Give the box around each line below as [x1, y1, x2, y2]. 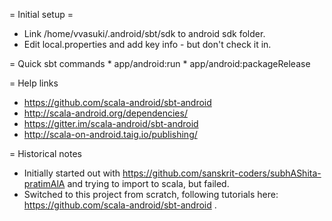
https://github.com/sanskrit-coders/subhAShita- [122, 167, 322, 179]
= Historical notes [9, 148, 83, 159]
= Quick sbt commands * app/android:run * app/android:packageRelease [9, 58, 311, 69]
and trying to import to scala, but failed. [67, 178, 230, 189]
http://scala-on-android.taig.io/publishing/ [23, 129, 198, 140]
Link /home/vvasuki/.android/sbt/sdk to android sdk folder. [23, 28, 266, 39]
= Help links [9, 77, 59, 89]
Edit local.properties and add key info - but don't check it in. [23, 39, 272, 50]
